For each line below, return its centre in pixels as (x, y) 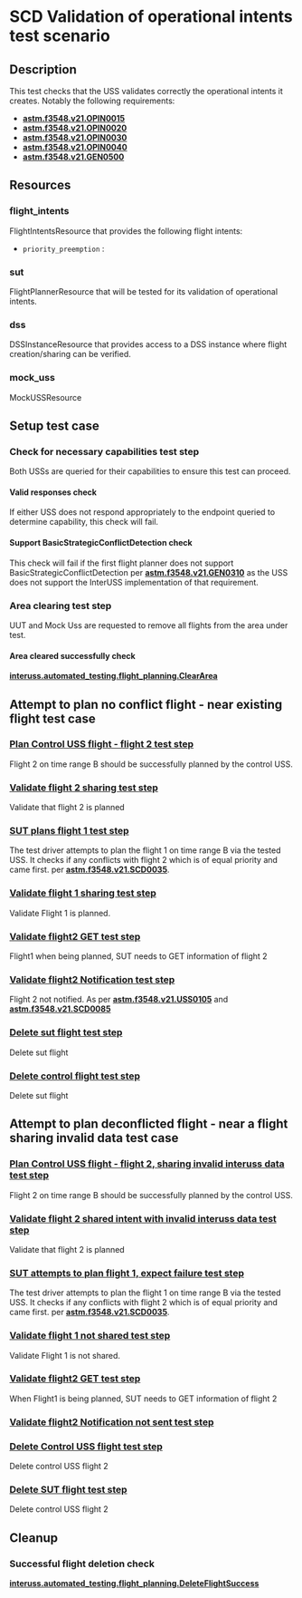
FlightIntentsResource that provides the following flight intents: (126, 231)
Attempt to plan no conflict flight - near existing (146, 704)
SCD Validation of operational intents (151, 17)
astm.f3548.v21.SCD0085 (60, 1009)
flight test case (53, 718)
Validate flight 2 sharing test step (84, 788)
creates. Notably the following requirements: (92, 101)
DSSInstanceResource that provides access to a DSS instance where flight (148, 344)
